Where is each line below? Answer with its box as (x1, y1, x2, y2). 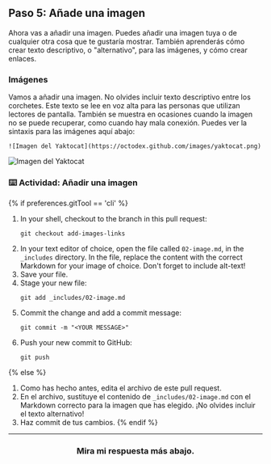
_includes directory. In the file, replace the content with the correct (19, 252, 244, 262)
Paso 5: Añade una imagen (8, 6, 146, 20)
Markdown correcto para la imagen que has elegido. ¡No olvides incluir (19, 400, 256, 411)
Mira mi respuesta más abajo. (76, 445, 195, 457)
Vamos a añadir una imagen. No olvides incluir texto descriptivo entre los (8, 92, 252, 102)
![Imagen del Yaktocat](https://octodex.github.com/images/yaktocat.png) (8, 142, 262, 150)
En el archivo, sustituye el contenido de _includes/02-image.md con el (19, 392, 252, 402)
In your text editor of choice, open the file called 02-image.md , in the (19, 244, 244, 254)
